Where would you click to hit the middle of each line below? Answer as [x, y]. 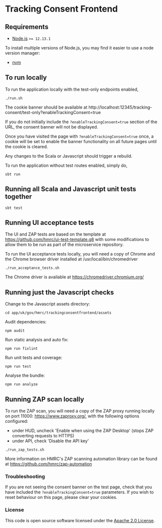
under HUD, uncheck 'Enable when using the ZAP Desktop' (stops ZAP [83, 431]
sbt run [13, 174]
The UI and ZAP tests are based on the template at [56, 234]
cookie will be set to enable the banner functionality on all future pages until [81, 141]
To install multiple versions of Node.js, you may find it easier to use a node [79, 48]
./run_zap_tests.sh [25, 450]
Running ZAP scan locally [45, 399]
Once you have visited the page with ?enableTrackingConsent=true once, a [79, 136]
